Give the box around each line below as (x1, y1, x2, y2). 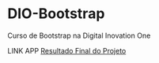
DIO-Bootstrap (7, 5, 105, 23)
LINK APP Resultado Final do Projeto (7, 46, 127, 55)
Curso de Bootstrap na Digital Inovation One (7, 31, 151, 40)
